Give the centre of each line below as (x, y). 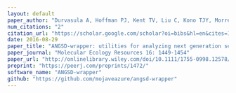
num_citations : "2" (36, 27)
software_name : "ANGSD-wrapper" (54, 72)
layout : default (31, 14)
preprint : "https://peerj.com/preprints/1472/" (78, 66)
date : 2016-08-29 (33, 40)
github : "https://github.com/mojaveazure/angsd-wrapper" (92, 79)
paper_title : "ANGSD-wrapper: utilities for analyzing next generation (114, 46)
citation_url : (28, 33)
